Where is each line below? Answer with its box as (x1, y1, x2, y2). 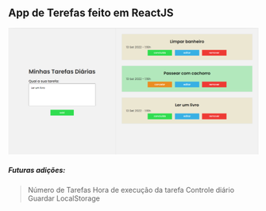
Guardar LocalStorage (27, 194, 101, 203)
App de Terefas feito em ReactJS (8, 6, 174, 20)
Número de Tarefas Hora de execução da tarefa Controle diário (27, 186, 235, 195)
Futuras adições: (8, 165, 66, 175)
